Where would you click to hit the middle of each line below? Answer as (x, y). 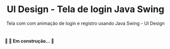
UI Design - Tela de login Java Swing (86, 9)
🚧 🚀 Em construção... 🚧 (29, 41)
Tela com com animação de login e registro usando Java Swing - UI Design (86, 23)
